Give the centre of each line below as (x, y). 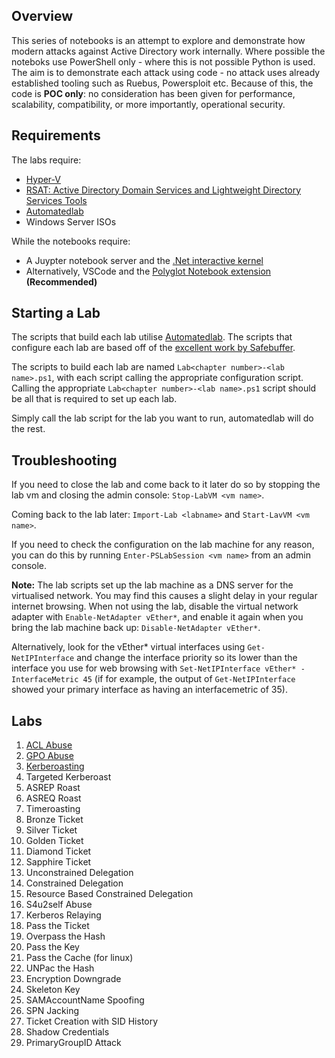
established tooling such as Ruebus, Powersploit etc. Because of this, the (162, 83)
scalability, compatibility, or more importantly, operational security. (148, 104)
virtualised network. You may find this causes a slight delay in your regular (164, 596)
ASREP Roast (53, 788)
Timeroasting (53, 809)
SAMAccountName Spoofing (85, 1000)
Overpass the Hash (65, 936)
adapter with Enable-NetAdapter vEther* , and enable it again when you (157, 617)
